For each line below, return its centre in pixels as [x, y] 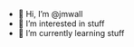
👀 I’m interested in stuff [61, 23]
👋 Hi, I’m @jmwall [50, 14]
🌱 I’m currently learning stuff [71, 33]
